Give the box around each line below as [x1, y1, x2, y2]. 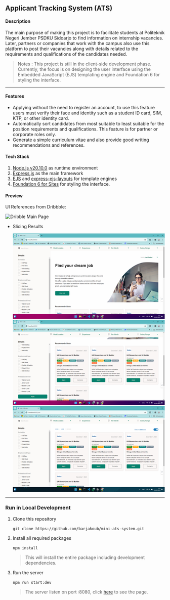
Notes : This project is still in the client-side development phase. [17, 61, 152, 67]
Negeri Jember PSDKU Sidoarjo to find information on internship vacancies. [5, 35, 163, 41]
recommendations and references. [12, 142, 85, 148]
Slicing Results [12, 224, 44, 230]
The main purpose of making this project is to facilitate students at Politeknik [5, 29, 165, 35]
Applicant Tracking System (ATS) [5, 4, 113, 13]
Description [5, 18, 31, 24]
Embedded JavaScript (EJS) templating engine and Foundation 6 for [17, 71, 160, 77]
